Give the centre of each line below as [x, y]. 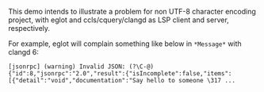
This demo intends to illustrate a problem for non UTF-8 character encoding [132, 11]
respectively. [29, 28]
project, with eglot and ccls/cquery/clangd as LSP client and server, [119, 20]
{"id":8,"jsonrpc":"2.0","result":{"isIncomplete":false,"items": [120, 74]
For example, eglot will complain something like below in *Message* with [125, 44]
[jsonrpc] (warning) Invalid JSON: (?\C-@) [81, 67]
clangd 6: [24, 52]
